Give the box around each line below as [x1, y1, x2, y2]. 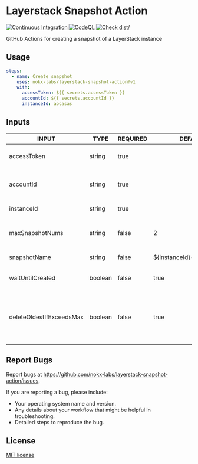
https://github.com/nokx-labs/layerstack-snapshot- [43, 371, 168, 378]
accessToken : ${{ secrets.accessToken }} [21, 90, 126, 96]
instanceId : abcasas [21, 101, 72, 107]
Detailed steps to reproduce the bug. [14, 419, 104, 426]
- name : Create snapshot [11, 73, 72, 79]
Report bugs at [6, 371, 42, 378]
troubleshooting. [14, 412, 55, 420]
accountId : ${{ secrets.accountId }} [21, 96, 115, 102]
